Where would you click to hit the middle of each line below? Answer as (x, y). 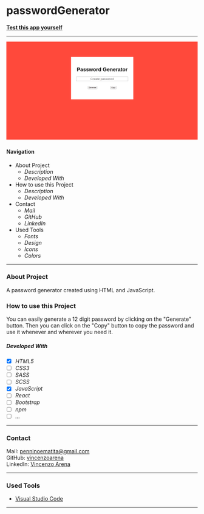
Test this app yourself (34, 27)
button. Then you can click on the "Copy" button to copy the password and (100, 326)
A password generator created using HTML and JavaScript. (81, 290)
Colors (32, 255)
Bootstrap (28, 402)
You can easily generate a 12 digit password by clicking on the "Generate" (99, 319)
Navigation (20, 151)
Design (33, 242)
